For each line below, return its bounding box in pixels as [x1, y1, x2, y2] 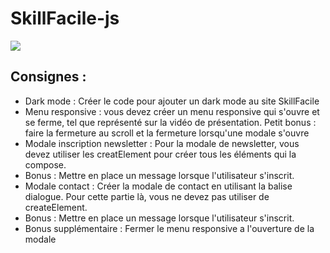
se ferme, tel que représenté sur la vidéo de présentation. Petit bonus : [24, 116, 317, 128]
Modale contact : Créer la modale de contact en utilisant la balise [24, 180, 293, 192]
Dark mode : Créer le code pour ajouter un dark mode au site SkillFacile [24, 95, 320, 107]
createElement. [24, 201, 88, 213]
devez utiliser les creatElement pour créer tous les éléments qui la [24, 148, 297, 160]
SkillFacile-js [10, 7, 120, 30]
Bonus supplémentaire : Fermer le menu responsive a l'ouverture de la [24, 222, 315, 234]
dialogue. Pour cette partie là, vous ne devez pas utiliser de [24, 190, 270, 202]
